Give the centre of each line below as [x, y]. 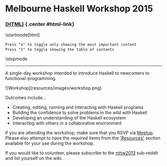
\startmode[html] [23, 35]
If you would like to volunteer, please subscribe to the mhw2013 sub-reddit [82, 153]
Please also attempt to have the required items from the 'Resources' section [83, 138]
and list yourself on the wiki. [34, 158]
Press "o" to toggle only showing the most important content [71, 45]
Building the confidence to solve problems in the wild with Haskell [80, 113]
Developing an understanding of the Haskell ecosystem [69, 118]
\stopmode [16, 59]
